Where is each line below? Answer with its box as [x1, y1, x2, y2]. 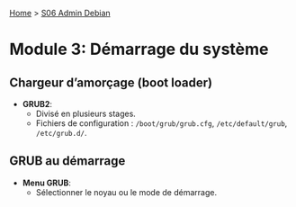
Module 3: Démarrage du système [9, 40, 269, 59]
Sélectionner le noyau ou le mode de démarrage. [35, 186, 218, 197]
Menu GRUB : [22, 177, 72, 188]
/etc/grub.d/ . [35, 128, 87, 138]
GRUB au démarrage [9, 153, 126, 169]
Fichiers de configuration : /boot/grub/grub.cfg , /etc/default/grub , [35, 118, 288, 129]
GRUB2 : [22, 99, 52, 109]
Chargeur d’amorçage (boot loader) [9, 75, 213, 90]
